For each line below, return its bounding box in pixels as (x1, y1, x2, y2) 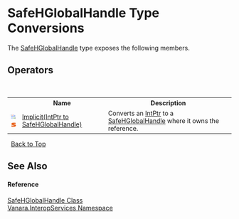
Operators (7, 64, 54, 76)
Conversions (7, 20, 85, 36)
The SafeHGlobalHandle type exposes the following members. (7, 43, 190, 52)
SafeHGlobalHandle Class (7, 196, 83, 204)
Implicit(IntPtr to (21, 112, 69, 121)
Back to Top (10, 140, 46, 148)
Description (150, 99, 186, 107)
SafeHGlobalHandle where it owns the (107, 116, 219, 125)
